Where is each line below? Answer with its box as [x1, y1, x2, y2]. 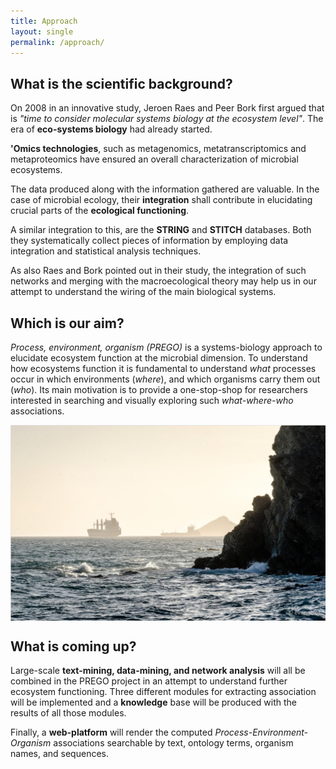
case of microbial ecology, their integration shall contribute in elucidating [10, 194, 313, 206]
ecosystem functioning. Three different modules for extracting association [10, 686, 317, 698]
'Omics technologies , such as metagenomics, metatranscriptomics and [10, 143, 307, 155]
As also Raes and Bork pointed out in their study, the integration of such [10, 265, 307, 277]
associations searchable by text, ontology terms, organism [53, 737, 294, 749]
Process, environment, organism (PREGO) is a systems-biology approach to [10, 341, 323, 353]
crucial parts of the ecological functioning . [10, 205, 190, 217]
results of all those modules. [10, 707, 127, 719]
